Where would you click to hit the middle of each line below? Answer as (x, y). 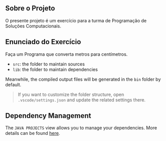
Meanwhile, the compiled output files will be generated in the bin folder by (83, 79)
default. (13, 84)
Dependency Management (48, 116)
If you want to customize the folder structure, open (71, 94)
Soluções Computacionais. (33, 26)
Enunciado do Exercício (43, 42)
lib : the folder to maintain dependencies (55, 69)
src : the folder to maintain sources (49, 64)
